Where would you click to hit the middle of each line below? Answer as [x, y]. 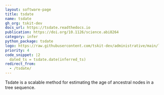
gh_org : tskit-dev [24, 23]
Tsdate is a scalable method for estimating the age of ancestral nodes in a [79, 82]
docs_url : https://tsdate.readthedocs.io [48, 28]
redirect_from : [20, 64]
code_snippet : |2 [23, 55]
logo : [10, 46]
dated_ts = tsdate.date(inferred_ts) [48, 59]
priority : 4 [17, 50]
